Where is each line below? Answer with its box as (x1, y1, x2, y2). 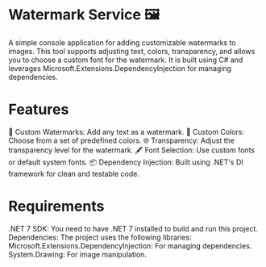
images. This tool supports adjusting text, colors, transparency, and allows (8, 46, 256, 56)
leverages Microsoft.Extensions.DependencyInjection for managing (8, 63, 232, 73)
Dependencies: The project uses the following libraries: (8, 232, 192, 242)
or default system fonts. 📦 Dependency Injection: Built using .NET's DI (8, 157, 243, 167)
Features (8, 101, 69, 119)
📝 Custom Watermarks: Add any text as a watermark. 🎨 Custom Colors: (8, 127, 244, 136)
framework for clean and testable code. (8, 169, 139, 178)
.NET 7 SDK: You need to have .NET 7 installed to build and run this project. (8, 223, 258, 233)
